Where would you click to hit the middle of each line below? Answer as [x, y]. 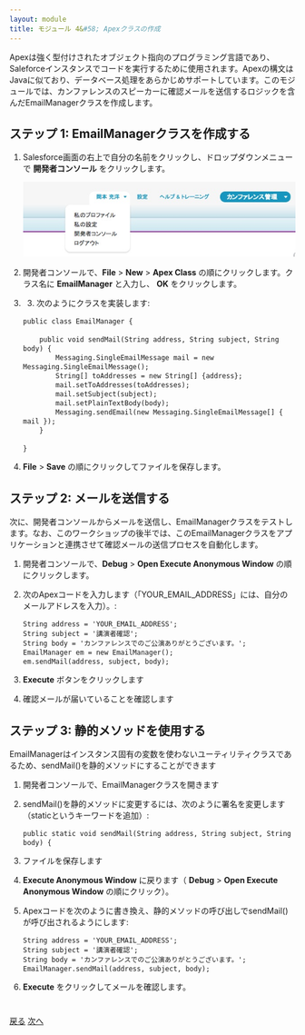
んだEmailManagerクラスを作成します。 [84, 102]
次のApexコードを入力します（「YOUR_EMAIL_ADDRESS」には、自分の [155, 594]
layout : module [38, 19]
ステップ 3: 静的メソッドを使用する [108, 730]
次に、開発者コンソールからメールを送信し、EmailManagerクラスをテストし [151, 522]
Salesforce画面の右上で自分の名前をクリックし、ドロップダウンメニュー [157, 157]
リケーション [33, 544]
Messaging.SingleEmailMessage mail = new [135, 358]
